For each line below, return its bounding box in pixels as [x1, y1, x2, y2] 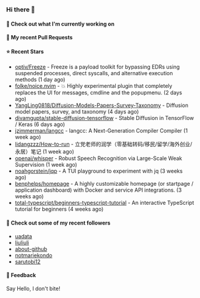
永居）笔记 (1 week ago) [14, 148, 75, 155]
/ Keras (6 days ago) [14, 121, 66, 128]
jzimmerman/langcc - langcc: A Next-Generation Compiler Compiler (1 [14, 127, 188, 134]
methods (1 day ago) [14, 76, 66, 83]
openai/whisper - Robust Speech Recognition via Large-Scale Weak [14, 155, 183, 162]
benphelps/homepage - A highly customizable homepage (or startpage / [14, 180, 194, 188]
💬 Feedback [6, 272, 36, 279]
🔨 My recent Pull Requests [6, 34, 73, 41]
